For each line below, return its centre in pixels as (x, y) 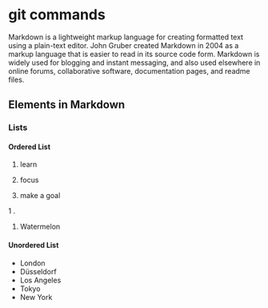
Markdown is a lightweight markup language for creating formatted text (126, 37)
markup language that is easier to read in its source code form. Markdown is (134, 54)
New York (36, 297)
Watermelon (40, 227)
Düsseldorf (38, 271)
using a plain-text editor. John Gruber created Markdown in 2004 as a (124, 45)
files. (16, 79)
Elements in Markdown (67, 105)
